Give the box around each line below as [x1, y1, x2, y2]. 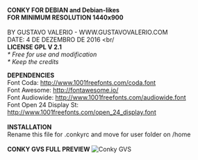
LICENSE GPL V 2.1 [7, 43, 63, 51]
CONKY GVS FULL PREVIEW [7, 145, 90, 153]
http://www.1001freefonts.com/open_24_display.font [7, 108, 156, 116]
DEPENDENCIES [7, 71, 55, 79]
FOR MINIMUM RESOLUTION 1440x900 [7, 13, 124, 22]
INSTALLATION [7, 123, 52, 131]
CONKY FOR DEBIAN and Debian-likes [7, 6, 120, 14]
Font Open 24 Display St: [7, 101, 79, 109]
